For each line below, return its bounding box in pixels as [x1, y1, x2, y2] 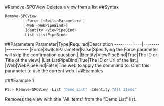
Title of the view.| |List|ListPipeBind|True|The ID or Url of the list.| [5, 57, 139, 63]
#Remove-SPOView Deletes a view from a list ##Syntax [5, 4, 119, 10]
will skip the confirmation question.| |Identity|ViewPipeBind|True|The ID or [5, 52, 158, 58]
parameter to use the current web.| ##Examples [5, 68, 103, 74]
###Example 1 [5, 77, 34, 84]
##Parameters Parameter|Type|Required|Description [5, 41, 113, 47]
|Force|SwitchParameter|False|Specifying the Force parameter [29, 47, 158, 53]
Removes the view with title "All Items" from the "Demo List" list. [5, 96, 137, 102]
